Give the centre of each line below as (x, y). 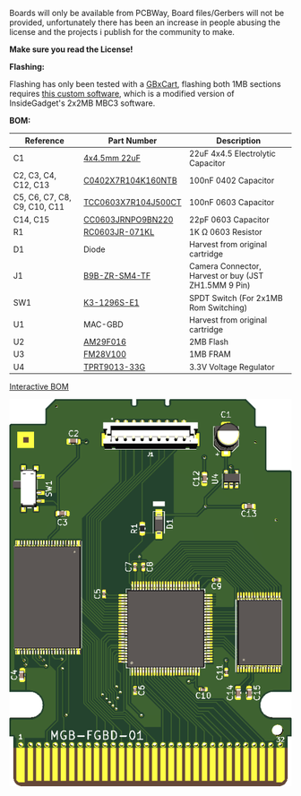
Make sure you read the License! (71, 49)
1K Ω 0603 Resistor (226, 231)
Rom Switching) (219, 307)
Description (239, 140)
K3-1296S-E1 (112, 303)
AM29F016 (105, 342)
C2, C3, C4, (34, 175)
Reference (44, 140)
